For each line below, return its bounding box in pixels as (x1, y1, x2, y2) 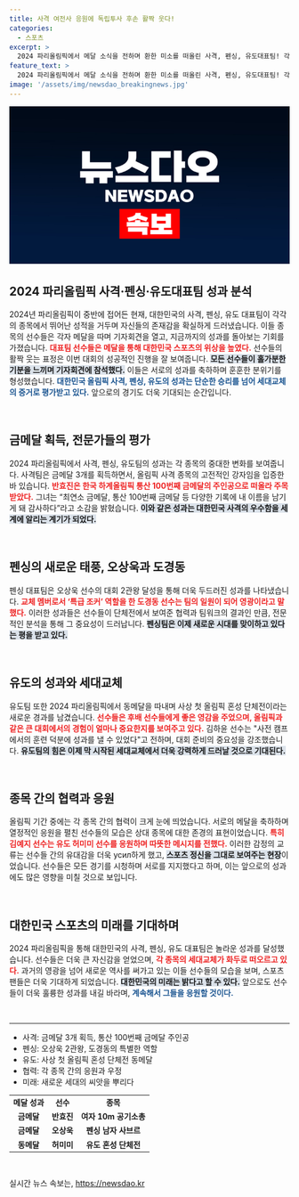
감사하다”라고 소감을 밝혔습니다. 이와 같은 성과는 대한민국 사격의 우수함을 (28, 502, 279, 513)
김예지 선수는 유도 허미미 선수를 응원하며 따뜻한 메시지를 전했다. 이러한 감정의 (9, 838, 275, 850)
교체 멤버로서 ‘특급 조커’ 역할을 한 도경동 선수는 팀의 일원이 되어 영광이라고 (20, 596, 276, 607)
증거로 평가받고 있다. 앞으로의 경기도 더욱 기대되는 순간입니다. (18, 387, 231, 398)
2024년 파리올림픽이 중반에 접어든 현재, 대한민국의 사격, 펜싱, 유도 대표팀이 (9, 309, 271, 320)
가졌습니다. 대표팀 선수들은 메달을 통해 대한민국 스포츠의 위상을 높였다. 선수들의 (9, 343, 283, 354)
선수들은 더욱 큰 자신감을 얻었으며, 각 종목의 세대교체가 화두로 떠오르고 (35, 954, 279, 965)
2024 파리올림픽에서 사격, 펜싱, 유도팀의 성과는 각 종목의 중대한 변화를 (9, 458, 254, 468)
